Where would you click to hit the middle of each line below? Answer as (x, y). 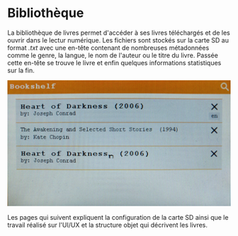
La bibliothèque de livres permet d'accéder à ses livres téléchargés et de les (119, 33)
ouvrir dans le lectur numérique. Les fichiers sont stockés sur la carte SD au (118, 40)
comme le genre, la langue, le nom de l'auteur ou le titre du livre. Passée (113, 55)
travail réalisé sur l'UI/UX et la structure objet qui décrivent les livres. (107, 225)
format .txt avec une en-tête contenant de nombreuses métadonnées (108, 47)
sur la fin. (21, 70)
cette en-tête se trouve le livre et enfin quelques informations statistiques (114, 62)
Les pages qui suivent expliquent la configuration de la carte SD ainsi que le (118, 218)
